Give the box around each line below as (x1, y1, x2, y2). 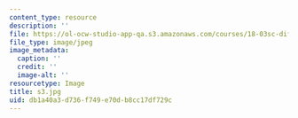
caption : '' (17, 54, 62, 63)
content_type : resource (9, 12, 98, 22)
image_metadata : (9, 46, 69, 55)
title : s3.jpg (9, 87, 62, 96)
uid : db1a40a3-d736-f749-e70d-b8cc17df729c (9, 95, 173, 105)
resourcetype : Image (9, 79, 86, 88)
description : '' (9, 21, 69, 30)
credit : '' (17, 63, 58, 72)
